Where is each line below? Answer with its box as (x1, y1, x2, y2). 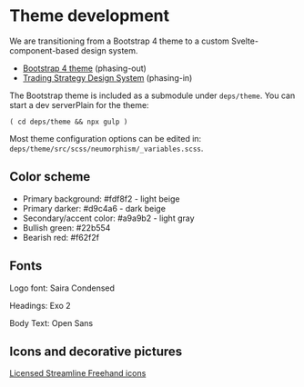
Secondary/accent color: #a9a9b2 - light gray (22, 213, 195, 223)
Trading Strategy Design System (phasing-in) (22, 72, 193, 83)
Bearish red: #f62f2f (22, 232, 100, 243)
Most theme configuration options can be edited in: (9, 133, 202, 144)
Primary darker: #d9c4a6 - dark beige (22, 203, 167, 213)
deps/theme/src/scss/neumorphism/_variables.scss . (9, 143, 204, 154)
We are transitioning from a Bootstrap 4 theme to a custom (9, 35, 230, 46)
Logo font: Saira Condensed (9, 283, 116, 293)
